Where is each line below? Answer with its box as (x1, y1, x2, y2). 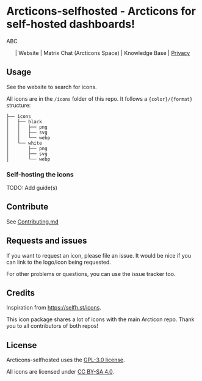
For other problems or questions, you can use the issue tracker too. (6, 270, 176, 277)
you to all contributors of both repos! (6, 322, 99, 330)
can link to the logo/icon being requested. (6, 258, 112, 266)
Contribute (6, 201, 49, 212)
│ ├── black (6, 118, 43, 125)
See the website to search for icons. (6, 83, 97, 90)
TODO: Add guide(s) (6, 184, 58, 192)
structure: (6, 101, 31, 109)
